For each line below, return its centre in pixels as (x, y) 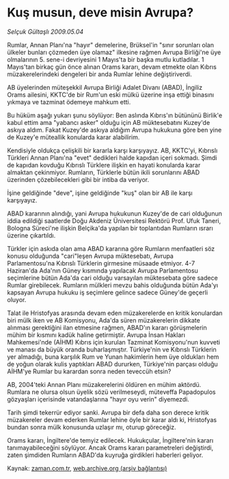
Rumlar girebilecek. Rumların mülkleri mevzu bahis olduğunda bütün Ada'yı (113, 285)
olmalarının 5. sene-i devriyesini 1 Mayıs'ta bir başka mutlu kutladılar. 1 (106, 59)
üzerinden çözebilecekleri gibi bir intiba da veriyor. (78, 179)
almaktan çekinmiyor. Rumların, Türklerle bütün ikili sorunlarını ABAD (104, 172)
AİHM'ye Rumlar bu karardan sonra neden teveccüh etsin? (89, 371)
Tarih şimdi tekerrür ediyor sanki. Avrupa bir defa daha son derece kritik (108, 412)
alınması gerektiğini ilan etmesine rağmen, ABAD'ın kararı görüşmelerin (107, 327)
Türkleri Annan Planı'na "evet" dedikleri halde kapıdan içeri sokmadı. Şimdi (112, 157)
